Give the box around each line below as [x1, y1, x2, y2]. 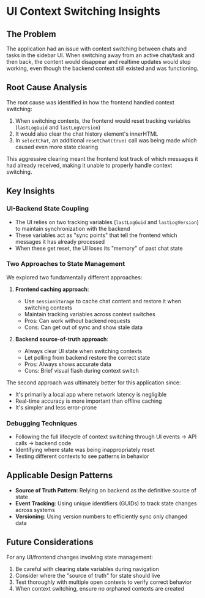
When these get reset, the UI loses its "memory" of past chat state [15, 244, 183, 252]
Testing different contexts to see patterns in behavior [15, 452, 149, 460]
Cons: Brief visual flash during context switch [24, 367, 140, 374]
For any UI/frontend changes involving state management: [6, 553, 153, 561]
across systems [15, 506, 55, 513]
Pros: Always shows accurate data [24, 360, 112, 368]
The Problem [6, 29, 56, 39]
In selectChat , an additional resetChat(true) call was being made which [15, 136, 197, 144]
